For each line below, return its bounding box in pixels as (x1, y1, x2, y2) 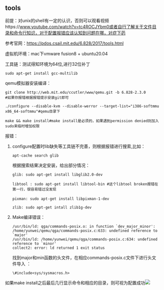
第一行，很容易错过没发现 (12, 186, 56, 192)
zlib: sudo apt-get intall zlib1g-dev (12, 205, 92, 210)
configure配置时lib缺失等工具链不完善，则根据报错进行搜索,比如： (12, 143, 146, 149)
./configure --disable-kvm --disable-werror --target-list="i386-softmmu (5, 104, 160, 108)
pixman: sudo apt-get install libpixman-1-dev (12, 196, 109, 201)
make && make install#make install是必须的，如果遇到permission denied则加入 (5, 118, 159, 123)
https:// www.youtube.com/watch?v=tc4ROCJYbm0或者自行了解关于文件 (5, 24, 152, 29)
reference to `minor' (12, 241, 56, 246)
